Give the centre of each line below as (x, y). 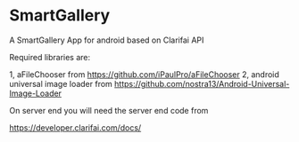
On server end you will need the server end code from (109, 110)
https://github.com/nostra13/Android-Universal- (202, 83)
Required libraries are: (50, 57)
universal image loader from (61, 83)
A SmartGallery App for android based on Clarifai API (107, 40)
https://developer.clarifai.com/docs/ (75, 127)
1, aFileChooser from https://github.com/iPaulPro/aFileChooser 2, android (144, 74)
